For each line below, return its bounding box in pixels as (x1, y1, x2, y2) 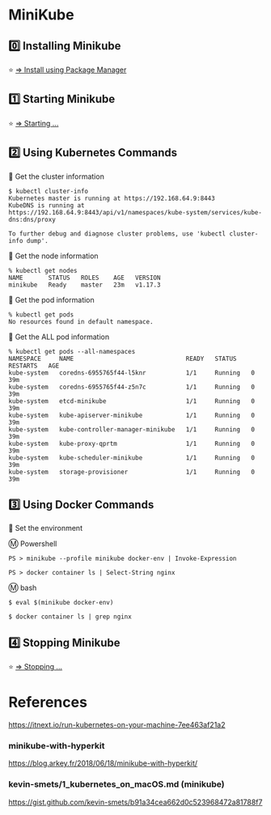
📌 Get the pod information (8, 295, 95, 304)
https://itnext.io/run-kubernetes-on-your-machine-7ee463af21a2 (8, 720, 226, 730)
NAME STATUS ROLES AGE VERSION (8, 274, 161, 282)
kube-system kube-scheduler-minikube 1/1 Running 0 (8, 453, 255, 462)
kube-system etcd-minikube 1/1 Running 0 (8, 397, 255, 405)
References (8, 694, 87, 711)
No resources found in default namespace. (8, 317, 154, 325)
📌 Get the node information (8, 251, 99, 261)
